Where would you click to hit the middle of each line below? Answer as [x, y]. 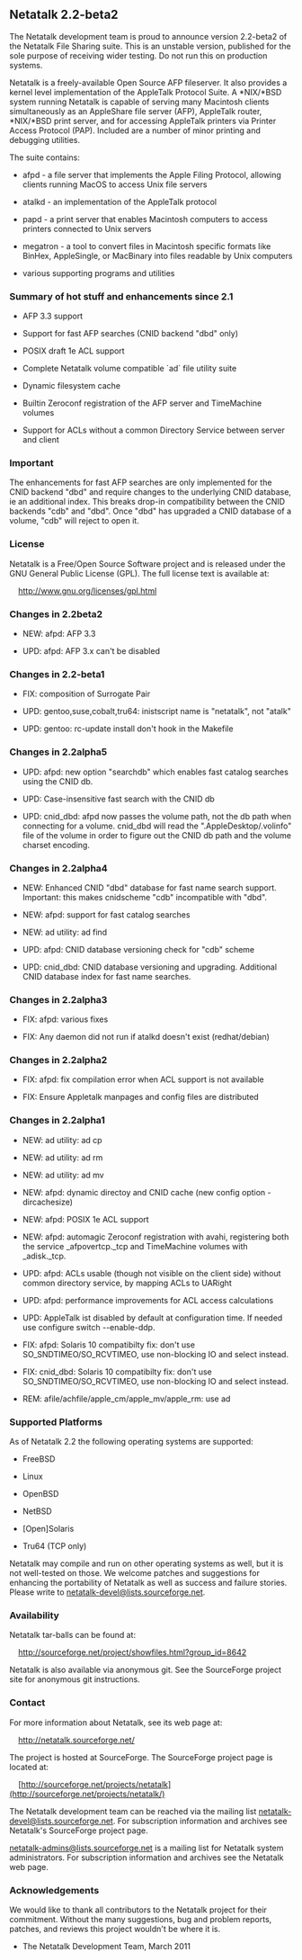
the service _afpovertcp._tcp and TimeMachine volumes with [135, 1246]
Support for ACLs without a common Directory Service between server [153, 430]
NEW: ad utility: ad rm [62, 1157]
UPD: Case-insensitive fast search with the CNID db [119, 799]
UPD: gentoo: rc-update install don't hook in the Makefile [128, 729]
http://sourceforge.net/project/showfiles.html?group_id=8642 [132, 1652]
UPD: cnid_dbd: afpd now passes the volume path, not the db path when [157, 816]
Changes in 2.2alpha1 [57, 1121]
